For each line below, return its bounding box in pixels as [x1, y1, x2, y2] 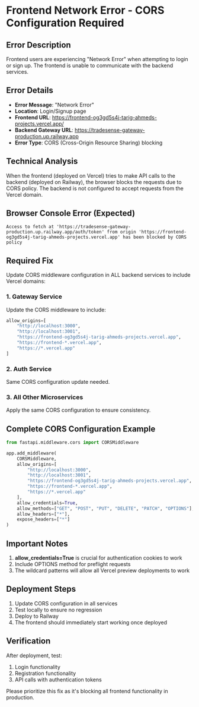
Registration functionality [14, 670, 76, 677]
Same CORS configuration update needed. [6, 378, 110, 385]
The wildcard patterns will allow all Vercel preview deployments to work [14, 567, 190, 574]
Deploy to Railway [14, 613, 59, 620]
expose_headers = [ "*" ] [17, 516, 70, 523]
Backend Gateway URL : [14, 126, 74, 134]
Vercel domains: [6, 277, 46, 285]
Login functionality [14, 663, 61, 670]
